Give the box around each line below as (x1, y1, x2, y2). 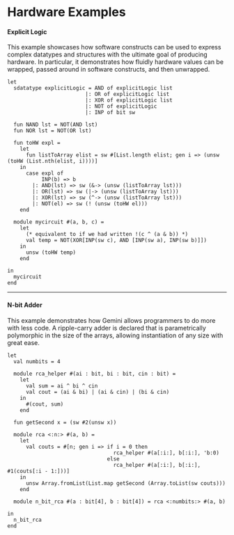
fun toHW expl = (13, 140, 61, 147)
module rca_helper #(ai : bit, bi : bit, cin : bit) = (13, 370, 176, 377)
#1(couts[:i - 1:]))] (7, 468, 70, 474)
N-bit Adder (7, 301, 43, 309)
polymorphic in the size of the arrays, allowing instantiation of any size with (7, 331, 224, 340)
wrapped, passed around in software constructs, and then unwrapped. (7, 65, 210, 74)
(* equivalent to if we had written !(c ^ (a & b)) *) (25, 231, 189, 238)
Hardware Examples (7, 4, 127, 20)
